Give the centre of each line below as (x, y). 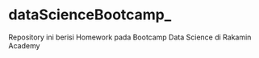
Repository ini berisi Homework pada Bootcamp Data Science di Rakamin (130, 37)
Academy (24, 45)
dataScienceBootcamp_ (90, 15)
